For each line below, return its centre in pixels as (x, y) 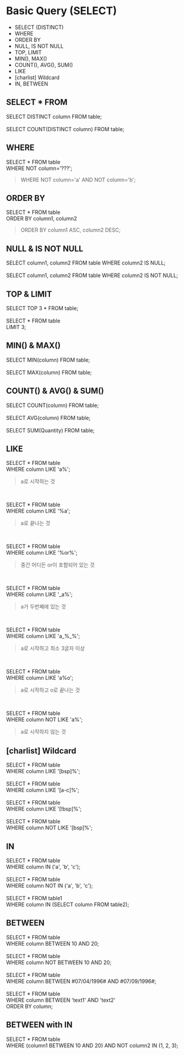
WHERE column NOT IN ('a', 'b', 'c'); (49, 886)
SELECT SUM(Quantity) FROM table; (51, 430)
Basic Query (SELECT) (62, 11)
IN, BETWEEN (31, 83)
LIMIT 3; (16, 327)
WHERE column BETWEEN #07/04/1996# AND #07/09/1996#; (81, 981)
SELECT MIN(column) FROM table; (48, 360)
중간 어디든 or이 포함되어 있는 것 (58, 565)
